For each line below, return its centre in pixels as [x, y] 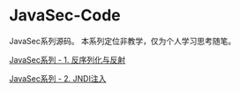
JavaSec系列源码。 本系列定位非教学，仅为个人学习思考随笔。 [123, 41]
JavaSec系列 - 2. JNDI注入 [58, 78]
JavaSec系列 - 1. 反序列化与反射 [67, 59]
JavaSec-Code [65, 15]
